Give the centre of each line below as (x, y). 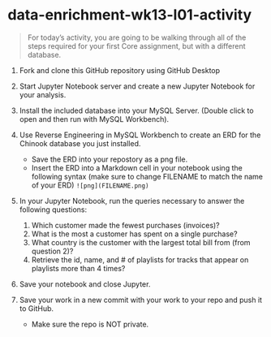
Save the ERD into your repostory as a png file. (110, 159)
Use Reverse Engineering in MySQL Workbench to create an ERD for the (140, 135)
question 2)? (52, 251)
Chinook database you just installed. (80, 143)
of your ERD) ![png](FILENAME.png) (90, 185)
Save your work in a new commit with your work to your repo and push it (141, 300)
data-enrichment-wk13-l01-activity (130, 15)
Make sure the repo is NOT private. (90, 324)
